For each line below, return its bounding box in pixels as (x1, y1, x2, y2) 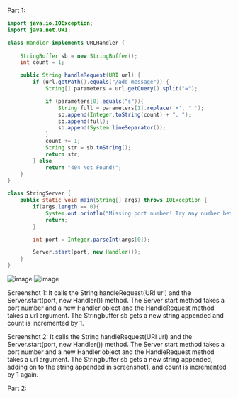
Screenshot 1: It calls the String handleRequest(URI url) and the (7, 289, 191, 297)
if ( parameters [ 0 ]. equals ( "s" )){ (45, 97, 144, 105)
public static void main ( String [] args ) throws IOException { (20, 197, 208, 204)
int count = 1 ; (20, 59, 65, 66)
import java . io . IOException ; (7, 20, 93, 27)
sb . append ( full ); (57, 117, 110, 125)
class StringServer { (7, 190, 72, 198)
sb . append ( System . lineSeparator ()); (57, 124, 166, 131)
